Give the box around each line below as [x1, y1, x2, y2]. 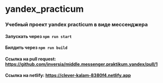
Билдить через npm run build [5, 44, 68, 50]
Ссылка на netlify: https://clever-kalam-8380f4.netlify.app [5, 73, 131, 79]
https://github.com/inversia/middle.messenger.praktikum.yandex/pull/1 [5, 61, 158, 67]
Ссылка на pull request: [5, 56, 56, 62]
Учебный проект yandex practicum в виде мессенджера [5, 21, 148, 28]
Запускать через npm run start [5, 33, 72, 39]
